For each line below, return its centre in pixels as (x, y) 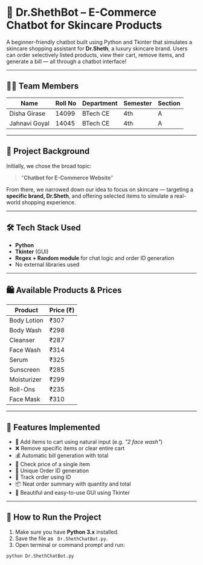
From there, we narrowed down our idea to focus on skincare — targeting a (100, 189)
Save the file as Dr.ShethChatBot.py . (61, 538)
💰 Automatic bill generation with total (62, 455)
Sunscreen (25, 370)
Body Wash (26, 330)
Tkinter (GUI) (32, 252)
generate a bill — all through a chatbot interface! (66, 61)
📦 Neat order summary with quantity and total (73, 484)
